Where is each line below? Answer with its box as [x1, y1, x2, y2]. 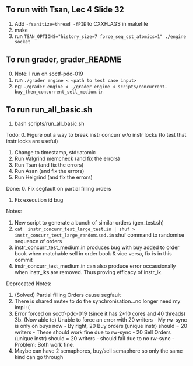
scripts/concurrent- [117, 84, 168, 89]
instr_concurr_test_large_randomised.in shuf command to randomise [14, 232, 185, 239]
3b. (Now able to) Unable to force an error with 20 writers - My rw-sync [14, 316, 187, 323]
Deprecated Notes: [6, 280, 52, 287]
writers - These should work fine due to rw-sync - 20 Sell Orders [14, 329, 171, 336]
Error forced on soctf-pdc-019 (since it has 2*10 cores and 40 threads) [14, 310, 185, 317]
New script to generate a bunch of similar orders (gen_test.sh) [14, 219, 164, 226]
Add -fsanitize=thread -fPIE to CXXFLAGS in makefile [14, 20, 149, 27]
